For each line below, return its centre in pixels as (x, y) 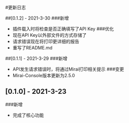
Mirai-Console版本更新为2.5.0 (44, 75)
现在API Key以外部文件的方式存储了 (50, 35)
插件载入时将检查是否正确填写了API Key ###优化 (63, 29)
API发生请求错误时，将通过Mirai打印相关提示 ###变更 (68, 69)
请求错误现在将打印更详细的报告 (46, 41)
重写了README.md (32, 48)
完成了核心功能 (28, 115)
